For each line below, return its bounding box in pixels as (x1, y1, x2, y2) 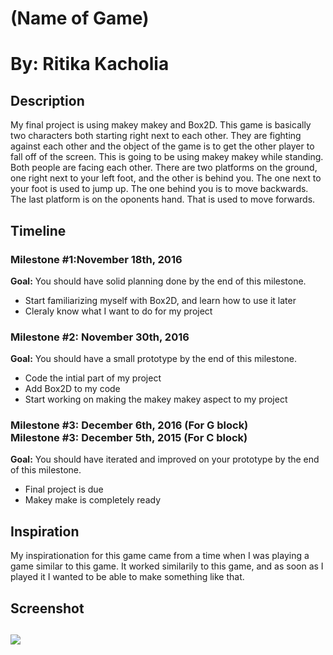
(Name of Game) (10, 7, 150, 30)
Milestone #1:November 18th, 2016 (10, 252, 183, 266)
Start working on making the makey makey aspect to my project (24, 393, 288, 406)
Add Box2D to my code (24, 383, 121, 395)
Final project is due (24, 483, 104, 496)
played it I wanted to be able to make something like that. (10, 571, 245, 583)
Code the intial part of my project (24, 372, 162, 384)
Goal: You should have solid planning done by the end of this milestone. (10, 275, 307, 287)
